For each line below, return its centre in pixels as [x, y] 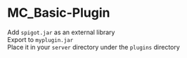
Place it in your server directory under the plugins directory [94, 47]
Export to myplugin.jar [40, 39]
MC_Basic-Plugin [59, 13]
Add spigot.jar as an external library [61, 32]
